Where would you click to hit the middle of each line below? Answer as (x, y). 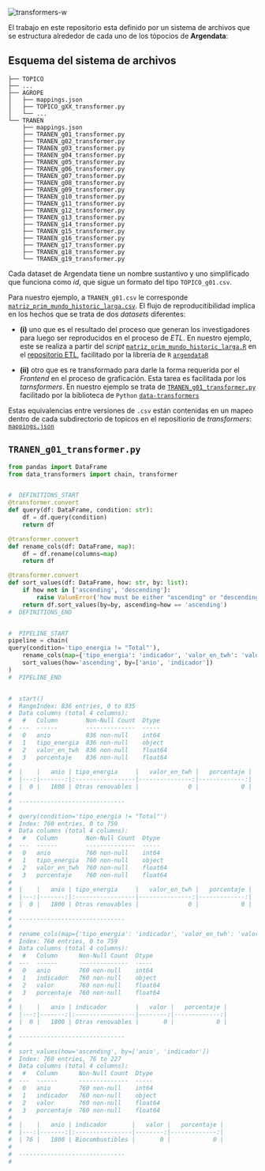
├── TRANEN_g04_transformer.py (74, 155)
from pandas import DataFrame (58, 467)
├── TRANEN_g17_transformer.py (74, 245)
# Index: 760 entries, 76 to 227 (65, 1059)
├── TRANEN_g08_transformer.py (74, 183)
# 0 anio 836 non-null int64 (84, 735)
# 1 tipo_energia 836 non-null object (86, 742)
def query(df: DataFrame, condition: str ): (81, 510)
